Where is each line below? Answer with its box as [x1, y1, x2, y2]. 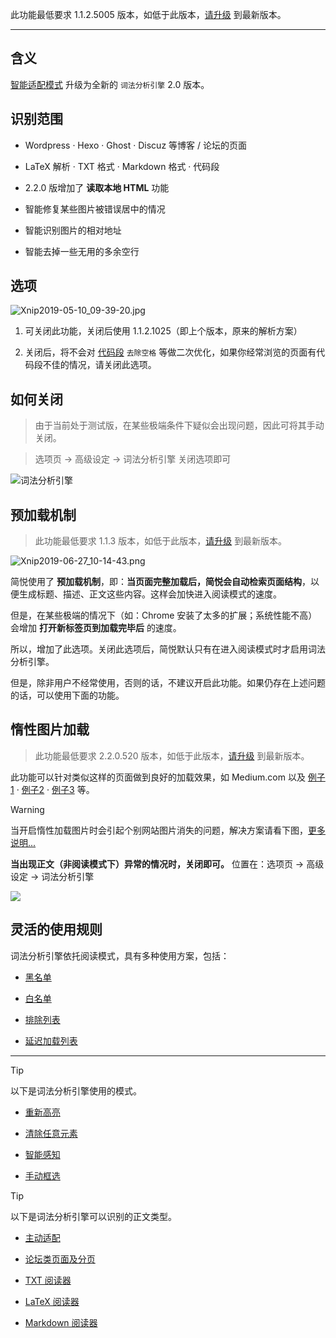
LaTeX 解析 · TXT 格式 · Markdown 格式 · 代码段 [24, 160, 220, 172]
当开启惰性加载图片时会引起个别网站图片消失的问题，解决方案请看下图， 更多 [10, 824, 326, 836]
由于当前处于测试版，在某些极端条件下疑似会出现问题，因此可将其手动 [34, 419, 325, 432]
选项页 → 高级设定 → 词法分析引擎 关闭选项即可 [34, 453, 232, 465]
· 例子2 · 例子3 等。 [16, 783, 95, 795]
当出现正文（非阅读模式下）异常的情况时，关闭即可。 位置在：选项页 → [10, 858, 305, 870]
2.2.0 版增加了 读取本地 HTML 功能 [24, 181, 170, 193]
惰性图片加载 [10, 721, 90, 738]
